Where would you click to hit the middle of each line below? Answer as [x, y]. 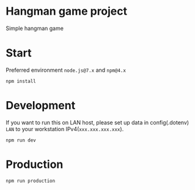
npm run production [31, 181]
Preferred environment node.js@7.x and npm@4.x [66, 70]
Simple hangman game [35, 28]
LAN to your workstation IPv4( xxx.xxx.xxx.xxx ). [65, 129]
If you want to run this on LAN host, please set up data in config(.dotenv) [97, 122]
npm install [21, 81]
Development [41, 106]
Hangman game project [67, 11]
